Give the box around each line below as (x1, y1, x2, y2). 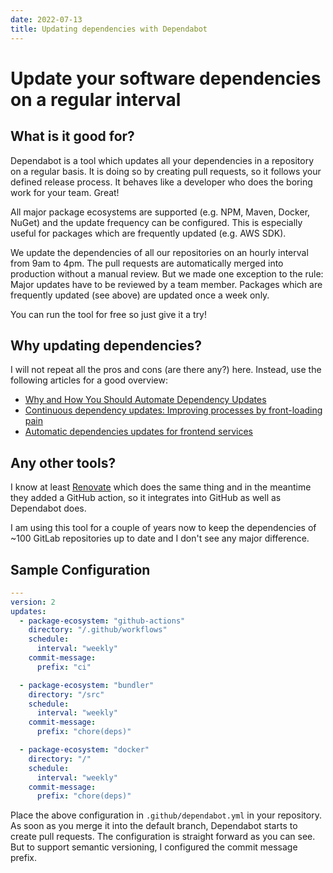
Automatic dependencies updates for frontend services (24, 426, 253, 438)
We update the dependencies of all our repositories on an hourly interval (10, 246, 309, 258)
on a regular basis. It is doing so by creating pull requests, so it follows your (10, 165, 322, 177)
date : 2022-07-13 (10, 14, 83, 25)
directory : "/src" (28, 689, 105, 700)
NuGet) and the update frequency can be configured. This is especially (10, 216, 303, 228)
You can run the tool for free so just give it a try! (10, 308, 208, 320)
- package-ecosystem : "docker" (19, 745, 150, 755)
